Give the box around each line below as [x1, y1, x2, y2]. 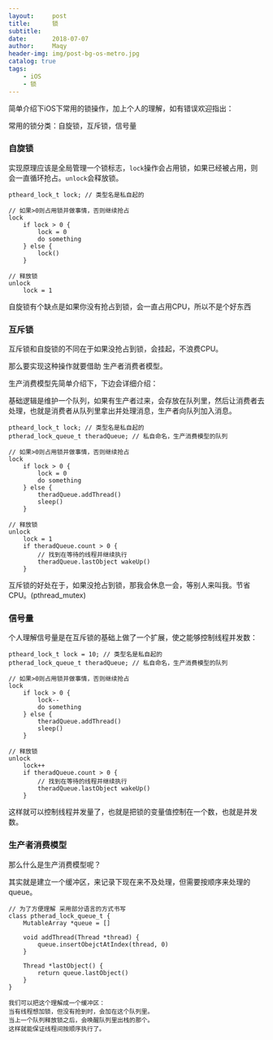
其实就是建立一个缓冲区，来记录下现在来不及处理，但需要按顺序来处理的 [8, 877, 250, 886]
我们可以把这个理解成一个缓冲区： [8, 999, 106, 1007]
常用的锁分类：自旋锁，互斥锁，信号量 [8, 120, 136, 130]
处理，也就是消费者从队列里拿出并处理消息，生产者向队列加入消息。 [8, 406, 236, 416]
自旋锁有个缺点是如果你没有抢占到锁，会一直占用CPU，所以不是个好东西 [8, 302, 252, 311]
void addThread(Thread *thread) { [23, 933, 140, 942]
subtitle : [8, 27, 42, 35]
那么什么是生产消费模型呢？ [8, 859, 102, 869]
